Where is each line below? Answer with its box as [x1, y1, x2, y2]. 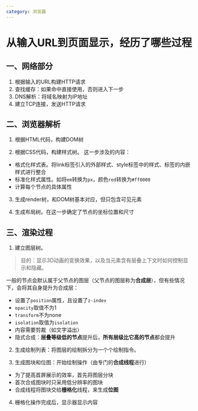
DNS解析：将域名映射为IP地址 [14, 93, 88, 100]
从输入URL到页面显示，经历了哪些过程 [6, 36, 192, 49]
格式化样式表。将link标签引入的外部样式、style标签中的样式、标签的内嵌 [14, 161, 191, 169]
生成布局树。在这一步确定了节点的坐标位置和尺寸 [14, 208, 134, 216]
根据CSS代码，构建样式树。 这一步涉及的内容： [14, 148, 131, 156]
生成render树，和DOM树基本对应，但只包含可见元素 [14, 196, 142, 203]
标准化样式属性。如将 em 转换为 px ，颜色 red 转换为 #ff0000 [14, 176, 151, 183]
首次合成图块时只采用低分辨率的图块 [14, 379, 103, 386]
